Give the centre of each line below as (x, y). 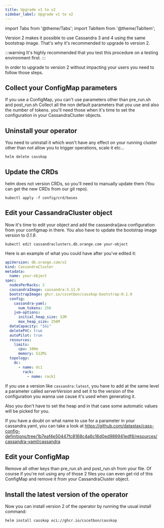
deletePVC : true (26, 331)
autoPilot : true (26, 335)
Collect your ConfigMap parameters (61, 88)
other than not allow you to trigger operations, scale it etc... (65, 148)
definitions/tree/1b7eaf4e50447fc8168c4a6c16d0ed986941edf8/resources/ (81, 436)
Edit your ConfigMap (37, 457)
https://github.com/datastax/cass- (119, 426)
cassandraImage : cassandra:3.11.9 (45, 290)
